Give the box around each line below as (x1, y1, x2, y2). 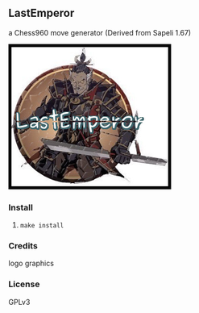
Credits (8, 240, 38, 252)
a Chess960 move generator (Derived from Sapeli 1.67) (8, 27, 192, 37)
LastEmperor (8, 6, 75, 20)
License (8, 278, 40, 290)
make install (19, 222, 64, 230)
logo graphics (8, 258, 55, 269)
